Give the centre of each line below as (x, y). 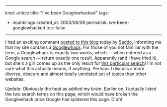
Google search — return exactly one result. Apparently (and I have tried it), (82, 58)
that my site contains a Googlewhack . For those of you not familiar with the (82, 47)
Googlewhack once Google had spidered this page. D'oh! (64, 99)
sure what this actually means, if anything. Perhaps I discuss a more (75, 68)
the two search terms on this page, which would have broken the (72, 94)
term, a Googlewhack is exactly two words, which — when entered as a (78, 53)
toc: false (56, 28)
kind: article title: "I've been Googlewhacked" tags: (57, 13)
